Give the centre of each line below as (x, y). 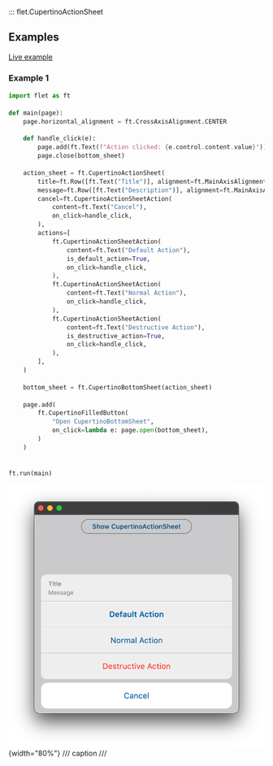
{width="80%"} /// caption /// (58, 753)
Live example (30, 57)
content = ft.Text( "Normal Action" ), (126, 293)
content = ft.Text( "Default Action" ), (128, 250)
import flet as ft (39, 96)
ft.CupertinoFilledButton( (83, 413)
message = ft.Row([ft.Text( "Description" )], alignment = (130, 190)
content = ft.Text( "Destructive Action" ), (136, 327)
